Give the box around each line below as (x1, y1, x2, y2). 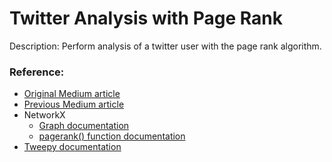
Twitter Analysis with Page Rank (9, 7, 283, 30)
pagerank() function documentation (38, 130, 186, 142)
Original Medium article (23, 88, 121, 100)
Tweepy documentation (23, 141, 122, 153)
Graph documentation (38, 120, 130, 132)
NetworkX (23, 109, 66, 121)
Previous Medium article (23, 98, 125, 111)
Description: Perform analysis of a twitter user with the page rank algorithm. (9, 40, 322, 52)
